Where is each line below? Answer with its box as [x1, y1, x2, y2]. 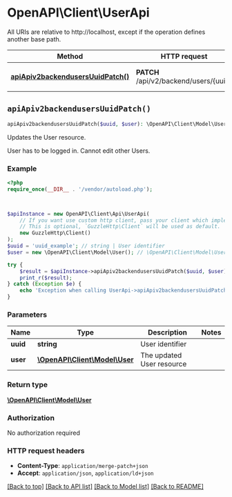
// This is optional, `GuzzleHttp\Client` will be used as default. [19, 223, 221, 230]
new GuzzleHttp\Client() [19, 229, 91, 236]
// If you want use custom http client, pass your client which [19, 216, 209, 224]
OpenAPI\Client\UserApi [7, 5, 150, 21]
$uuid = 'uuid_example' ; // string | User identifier [7, 243, 166, 250]
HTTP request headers [7, 446, 85, 456]
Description [148, 328, 188, 337]
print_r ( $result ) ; [19, 274, 72, 281]
